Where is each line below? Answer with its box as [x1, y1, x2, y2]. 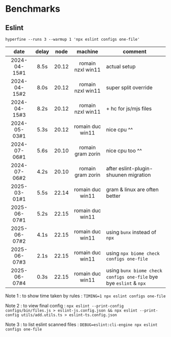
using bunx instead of [106, 229, 157, 236]
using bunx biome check [106, 267, 163, 274]
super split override [106, 84, 153, 91]
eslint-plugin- [119, 165, 153, 172]
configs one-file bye [106, 273, 158, 280]
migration [128, 171, 151, 178]
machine [76, 48, 98, 55]
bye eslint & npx [106, 280, 146, 287]
